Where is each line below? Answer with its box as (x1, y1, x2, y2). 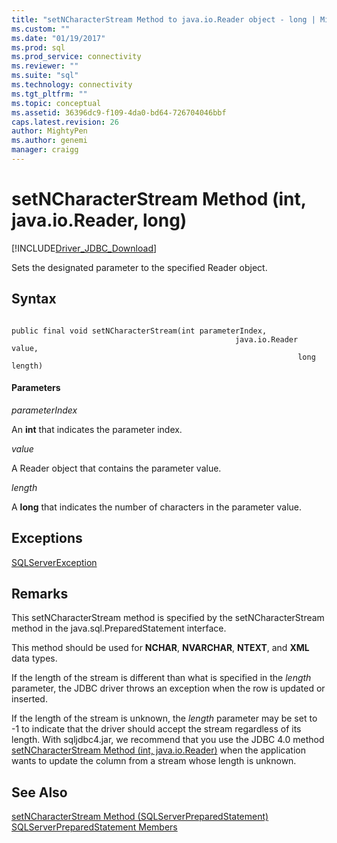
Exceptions (11, 530, 83, 547)
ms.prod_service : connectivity (11, 52, 142, 62)
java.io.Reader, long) (11, 209, 188, 232)
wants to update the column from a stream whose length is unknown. (11, 755, 297, 767)
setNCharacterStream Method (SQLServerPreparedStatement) (11, 811, 269, 823)
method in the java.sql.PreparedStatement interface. (11, 622, 227, 635)
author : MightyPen (11, 126, 88, 136)
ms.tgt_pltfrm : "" (11, 89, 88, 99)
